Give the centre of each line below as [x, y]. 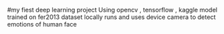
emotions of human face [42, 24]
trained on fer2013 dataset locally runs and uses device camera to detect [112, 17]
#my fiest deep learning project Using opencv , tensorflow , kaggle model [112, 10]
